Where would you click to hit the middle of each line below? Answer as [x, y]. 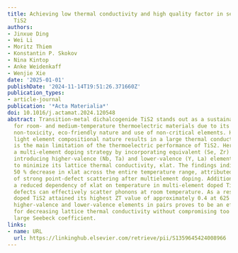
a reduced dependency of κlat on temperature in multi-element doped [118, 185]
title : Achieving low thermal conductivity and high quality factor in [115, 14]
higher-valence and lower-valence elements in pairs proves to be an [118, 205]
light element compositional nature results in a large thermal [110, 139]
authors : [20, 27]
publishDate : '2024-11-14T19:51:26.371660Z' [74, 86]
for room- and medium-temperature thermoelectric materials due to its [122, 126]
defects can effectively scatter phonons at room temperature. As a [117, 192]
